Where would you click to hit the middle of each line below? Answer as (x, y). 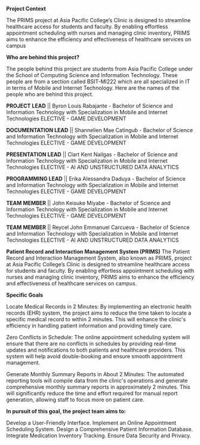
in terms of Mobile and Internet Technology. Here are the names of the (93, 88)
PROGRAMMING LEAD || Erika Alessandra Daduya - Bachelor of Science (96, 179)
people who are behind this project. (50, 94)
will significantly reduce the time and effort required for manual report (92, 393)
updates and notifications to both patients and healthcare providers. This (96, 350)
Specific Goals (25, 295)
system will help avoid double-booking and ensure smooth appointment (94, 356)
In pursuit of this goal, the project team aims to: (66, 411)
